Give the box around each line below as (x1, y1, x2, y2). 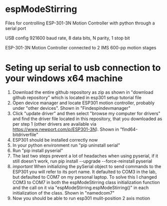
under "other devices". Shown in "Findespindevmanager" (12, 105, 131, 111)
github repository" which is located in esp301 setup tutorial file (12, 94, 141, 100)
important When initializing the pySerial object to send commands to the (12, 163, 161, 169)
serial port (5, 25, 26, 31)
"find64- (119, 126, 138, 132)
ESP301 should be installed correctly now (12, 137, 98, 143)
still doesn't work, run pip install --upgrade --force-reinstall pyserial (12, 158, 152, 164)
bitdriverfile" (12, 131, 38, 138)
